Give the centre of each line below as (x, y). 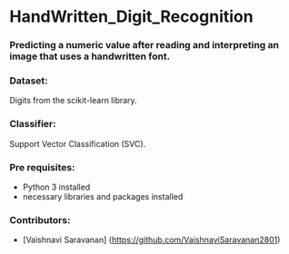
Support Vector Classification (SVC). (78, 143)
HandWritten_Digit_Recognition (131, 17)
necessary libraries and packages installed (103, 196)
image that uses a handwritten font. (90, 56)
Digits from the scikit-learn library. (74, 101)
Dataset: (29, 81)
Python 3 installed (56, 187)
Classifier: (33, 124)
